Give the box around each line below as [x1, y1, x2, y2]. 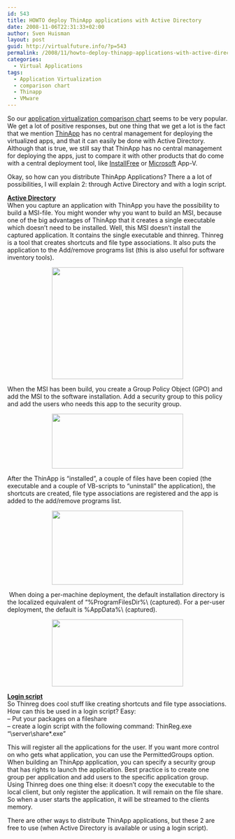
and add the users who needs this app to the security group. [7, 400, 182, 408]
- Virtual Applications [13, 62, 83, 69]
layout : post [7, 36, 45, 43]
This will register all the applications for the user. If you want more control [7, 743, 219, 751]
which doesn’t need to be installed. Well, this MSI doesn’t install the [7, 224, 201, 231]
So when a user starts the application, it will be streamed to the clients [7, 796, 210, 803]
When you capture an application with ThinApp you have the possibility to [7, 201, 220, 209]
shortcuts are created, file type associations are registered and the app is [7, 489, 219, 497]
